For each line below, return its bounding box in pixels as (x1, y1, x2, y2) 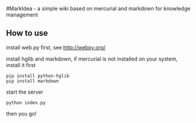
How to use (6, 28, 48, 38)
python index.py (6, 99, 46, 105)
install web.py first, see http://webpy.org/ (6, 44, 106, 51)
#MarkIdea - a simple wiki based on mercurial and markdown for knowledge (6, 5, 191, 12)
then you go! (6, 110, 37, 117)
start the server (6, 88, 43, 95)
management (6, 11, 38, 18)
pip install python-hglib (6, 73, 69, 79)
